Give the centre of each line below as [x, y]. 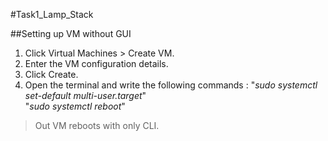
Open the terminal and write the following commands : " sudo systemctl [171, 85]
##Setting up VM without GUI [71, 33]
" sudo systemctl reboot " [75, 106]
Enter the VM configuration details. [96, 63]
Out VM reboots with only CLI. [97, 125]
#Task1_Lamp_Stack [52, 14]
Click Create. [51, 74]
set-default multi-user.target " [85, 95]
